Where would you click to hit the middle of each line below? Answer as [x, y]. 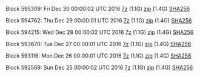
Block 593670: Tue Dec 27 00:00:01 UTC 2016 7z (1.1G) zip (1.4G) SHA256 [98, 44]
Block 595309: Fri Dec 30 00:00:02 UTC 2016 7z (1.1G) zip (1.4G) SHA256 [98, 9]
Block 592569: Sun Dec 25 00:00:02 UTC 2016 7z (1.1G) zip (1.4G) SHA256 [99, 67]
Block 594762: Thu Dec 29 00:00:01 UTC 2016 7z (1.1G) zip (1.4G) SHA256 [99, 20]
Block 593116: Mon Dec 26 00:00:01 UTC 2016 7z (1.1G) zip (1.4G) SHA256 [98, 56]
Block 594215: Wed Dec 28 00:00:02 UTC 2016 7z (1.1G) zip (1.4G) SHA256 [100, 32]
